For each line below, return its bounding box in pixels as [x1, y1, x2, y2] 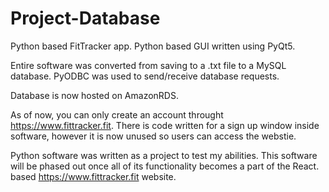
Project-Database [10, 7, 161, 30]
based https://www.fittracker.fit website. [10, 170, 177, 182]
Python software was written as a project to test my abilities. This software [10, 149, 318, 161]
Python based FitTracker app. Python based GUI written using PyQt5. [10, 40, 296, 52]
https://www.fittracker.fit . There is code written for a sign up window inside [10, 119, 320, 131]
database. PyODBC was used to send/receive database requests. [10, 70, 280, 82]
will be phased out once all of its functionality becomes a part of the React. [10, 160, 320, 172]
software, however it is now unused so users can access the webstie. [10, 130, 297, 142]
